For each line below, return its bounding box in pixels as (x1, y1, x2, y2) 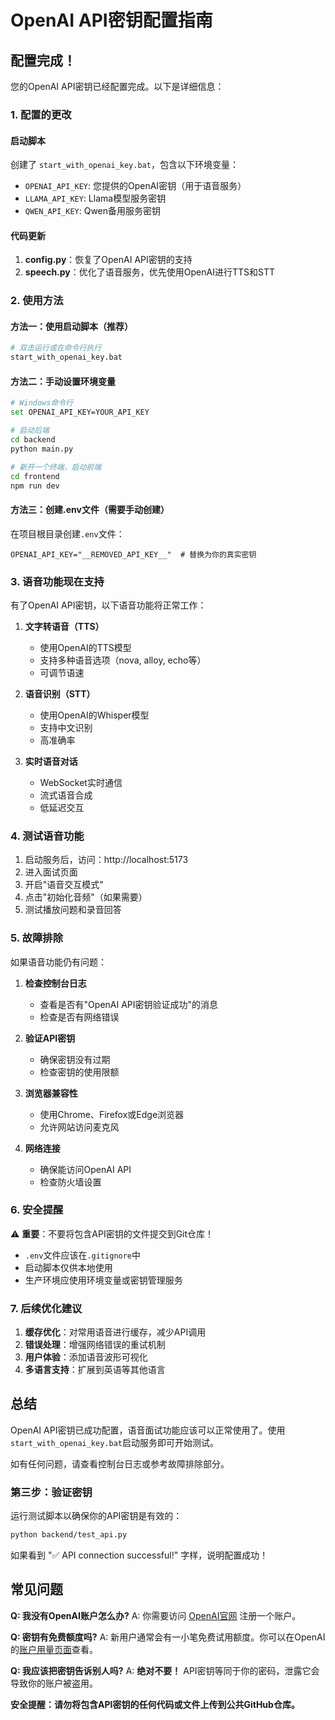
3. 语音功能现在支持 (10, 574, 105, 588)
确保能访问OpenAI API (39, 1163, 132, 1175)
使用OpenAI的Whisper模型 (39, 709, 150, 721)
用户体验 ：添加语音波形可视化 (24, 1351, 148, 1363)
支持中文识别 (39, 721, 93, 733)
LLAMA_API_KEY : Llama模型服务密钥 (24, 192, 167, 205)
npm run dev (10, 481, 60, 491)
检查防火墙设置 (39, 1176, 102, 1188)
